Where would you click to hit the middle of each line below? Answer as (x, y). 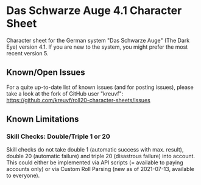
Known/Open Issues (46, 73)
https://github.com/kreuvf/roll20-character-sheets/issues (78, 100)
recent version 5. (27, 53)
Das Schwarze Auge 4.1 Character (94, 11)
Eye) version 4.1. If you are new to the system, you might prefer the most (97, 47)
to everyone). (23, 176)
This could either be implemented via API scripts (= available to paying (95, 162)
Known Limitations (43, 119)
